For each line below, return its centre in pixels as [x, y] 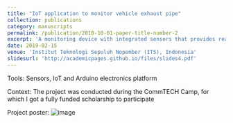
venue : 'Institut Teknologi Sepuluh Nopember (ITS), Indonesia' [102, 53]
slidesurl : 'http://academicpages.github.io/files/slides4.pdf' [102, 59]
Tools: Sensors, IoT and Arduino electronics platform [82, 78]
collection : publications [44, 20]
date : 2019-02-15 [32, 46]
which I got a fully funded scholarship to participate [81, 99]
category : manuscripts [40, 26]
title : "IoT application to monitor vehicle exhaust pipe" [94, 13]
